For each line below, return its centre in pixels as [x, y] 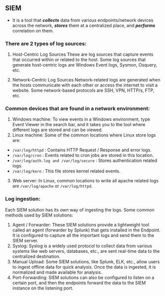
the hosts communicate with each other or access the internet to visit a [85, 85]
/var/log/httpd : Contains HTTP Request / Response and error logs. [82, 150]
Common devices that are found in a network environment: [78, 109]
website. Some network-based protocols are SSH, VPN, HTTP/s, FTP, [83, 90]
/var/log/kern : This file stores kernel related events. [66, 171]
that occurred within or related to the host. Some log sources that [79, 60]
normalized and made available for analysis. [57, 272]
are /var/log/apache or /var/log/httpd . [53, 186]
